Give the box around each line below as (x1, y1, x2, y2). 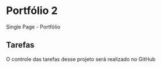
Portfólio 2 (6, 4, 58, 17)
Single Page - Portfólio (6, 23, 60, 30)
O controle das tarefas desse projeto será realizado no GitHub (6, 55, 156, 62)
